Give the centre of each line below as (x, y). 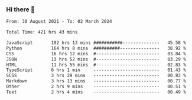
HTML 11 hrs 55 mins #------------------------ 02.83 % (96, 65)
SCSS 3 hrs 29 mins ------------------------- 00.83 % (96, 76)
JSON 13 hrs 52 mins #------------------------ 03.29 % (96, 59)
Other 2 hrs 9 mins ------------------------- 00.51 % (96, 87)
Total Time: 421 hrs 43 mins (42, 32)
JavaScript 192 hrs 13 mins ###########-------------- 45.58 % (96, 43)
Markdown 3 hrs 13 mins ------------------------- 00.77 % (96, 81)
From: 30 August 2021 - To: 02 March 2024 (59, 22)
